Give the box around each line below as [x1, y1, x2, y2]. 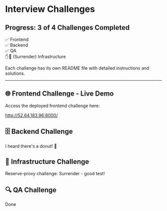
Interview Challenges [5, 3, 95, 15]
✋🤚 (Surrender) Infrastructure [5, 54, 66, 59]
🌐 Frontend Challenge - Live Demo [5, 90, 114, 98]
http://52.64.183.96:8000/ [5, 112, 58, 118]
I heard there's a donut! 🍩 [5, 143, 57, 149]
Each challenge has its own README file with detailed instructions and [5, 65, 150, 71]
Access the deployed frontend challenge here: [5, 103, 100, 108]
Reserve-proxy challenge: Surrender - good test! [5, 171, 105, 177]
